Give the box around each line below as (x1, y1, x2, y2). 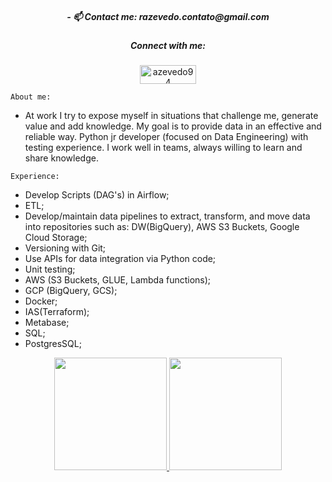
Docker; (24, 295, 58, 307)
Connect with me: (130, 39, 206, 51)
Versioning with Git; (24, 242, 107, 254)
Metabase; (24, 317, 70, 329)
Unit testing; (24, 263, 76, 276)
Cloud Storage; (24, 232, 88, 244)
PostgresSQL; (24, 338, 82, 350)
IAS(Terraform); (24, 306, 90, 318)
